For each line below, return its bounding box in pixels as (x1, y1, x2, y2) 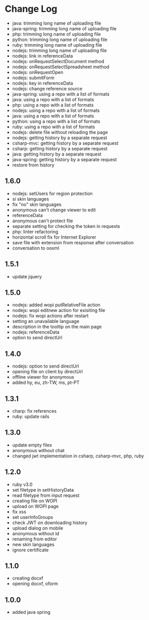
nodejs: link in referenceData (12, 52, 73, 59)
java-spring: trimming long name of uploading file (12, 25, 117, 31)
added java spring (12, 609, 51, 615)
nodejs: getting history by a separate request (12, 134, 108, 141)
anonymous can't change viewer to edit (12, 206, 96, 213)
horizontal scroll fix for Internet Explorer (12, 234, 97, 240)
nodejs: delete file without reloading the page (12, 129, 108, 135)
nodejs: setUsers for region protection (12, 190, 93, 197)
